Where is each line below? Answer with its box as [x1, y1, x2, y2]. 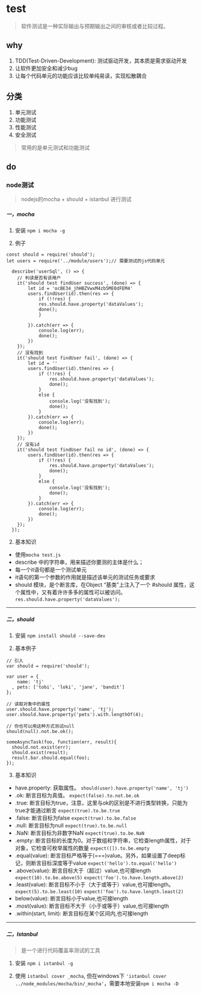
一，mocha [6, 210, 35, 218]
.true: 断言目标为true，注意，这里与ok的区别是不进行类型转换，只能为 [14, 799, 188, 806]
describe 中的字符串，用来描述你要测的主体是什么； [14, 558, 144, 566]
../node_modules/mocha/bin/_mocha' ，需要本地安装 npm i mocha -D [14, 980, 179, 987]
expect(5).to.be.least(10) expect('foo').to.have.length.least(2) [14, 889, 184, 895]
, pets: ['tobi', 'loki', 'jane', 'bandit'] [11, 684, 125, 690]
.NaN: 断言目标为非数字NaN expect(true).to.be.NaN [14, 829, 145, 837]
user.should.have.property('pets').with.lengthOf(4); [6, 712, 144, 718]
